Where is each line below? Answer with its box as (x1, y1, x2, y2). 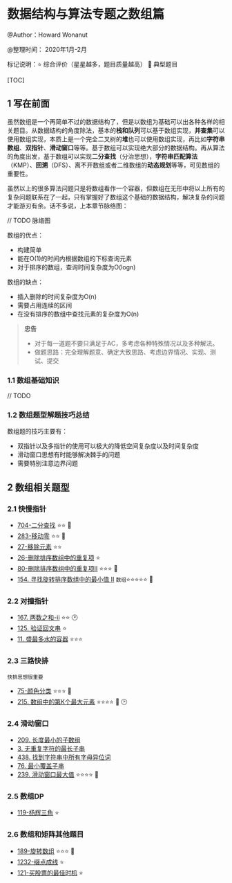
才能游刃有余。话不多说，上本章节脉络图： (7, 202, 128, 210)
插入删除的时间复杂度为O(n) (17, 292, 97, 301)
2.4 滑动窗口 (7, 718, 50, 728)
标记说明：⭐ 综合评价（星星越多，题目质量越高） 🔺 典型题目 (7, 60, 178, 68)
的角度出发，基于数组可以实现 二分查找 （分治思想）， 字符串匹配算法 (7, 152, 198, 160)
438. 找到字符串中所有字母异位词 (17, 753, 111, 761)
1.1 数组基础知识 (7, 375, 60, 385)
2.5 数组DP (7, 791, 44, 801)
